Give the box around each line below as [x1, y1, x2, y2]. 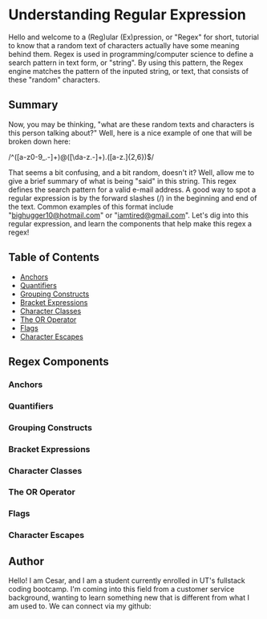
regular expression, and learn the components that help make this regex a [8, 218, 253, 228]
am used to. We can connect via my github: [8, 601, 152, 611]
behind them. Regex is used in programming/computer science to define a [8, 49, 254, 59]
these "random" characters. [8, 75, 100, 84]
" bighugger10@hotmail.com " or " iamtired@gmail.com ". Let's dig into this [8, 210, 249, 220]
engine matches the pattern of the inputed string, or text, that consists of [8, 66, 249, 75]
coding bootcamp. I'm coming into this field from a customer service [8, 584, 235, 594]
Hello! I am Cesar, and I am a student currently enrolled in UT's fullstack [8, 576, 246, 585]
